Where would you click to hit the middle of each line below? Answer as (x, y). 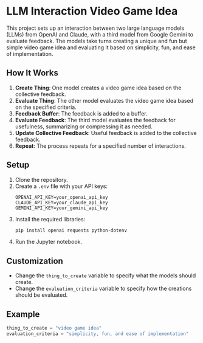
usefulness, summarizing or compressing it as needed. (84, 126)
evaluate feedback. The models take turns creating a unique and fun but (97, 41)
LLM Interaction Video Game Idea (92, 11)
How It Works (33, 73)
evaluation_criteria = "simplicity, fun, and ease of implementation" (98, 334)
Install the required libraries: (50, 219)
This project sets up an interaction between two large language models (95, 28)
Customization (35, 261)
